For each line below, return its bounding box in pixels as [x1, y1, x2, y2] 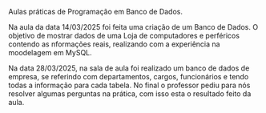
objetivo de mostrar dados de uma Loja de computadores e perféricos [8, 31, 240, 40]
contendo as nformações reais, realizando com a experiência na [8, 39, 220, 49]
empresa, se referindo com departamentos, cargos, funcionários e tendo [8, 72, 249, 81]
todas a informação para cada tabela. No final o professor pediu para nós [8, 80, 251, 90]
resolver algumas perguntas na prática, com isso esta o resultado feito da [8, 89, 252, 99]
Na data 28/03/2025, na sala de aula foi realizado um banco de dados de [8, 63, 250, 73]
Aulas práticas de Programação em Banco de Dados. [8, 7, 183, 16]
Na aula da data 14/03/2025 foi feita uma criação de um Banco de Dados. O [8, 22, 259, 31]
